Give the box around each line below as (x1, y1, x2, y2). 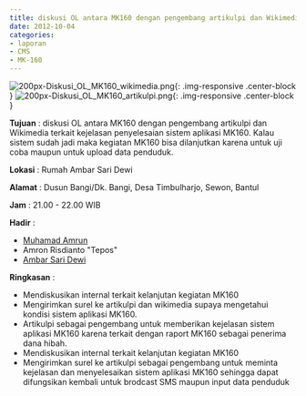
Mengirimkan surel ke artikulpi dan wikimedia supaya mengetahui (22, 300, 269, 310)
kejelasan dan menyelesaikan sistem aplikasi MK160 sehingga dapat (22, 367, 280, 378)
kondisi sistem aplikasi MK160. (22, 309, 138, 320)
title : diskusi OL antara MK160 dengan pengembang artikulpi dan (9, 13, 262, 23)
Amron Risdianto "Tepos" (22, 245, 118, 255)
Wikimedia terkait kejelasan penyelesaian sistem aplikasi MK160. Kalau (9, 127, 275, 137)
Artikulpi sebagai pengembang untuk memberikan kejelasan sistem (22, 319, 275, 329)
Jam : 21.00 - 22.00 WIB (9, 199, 101, 210)
